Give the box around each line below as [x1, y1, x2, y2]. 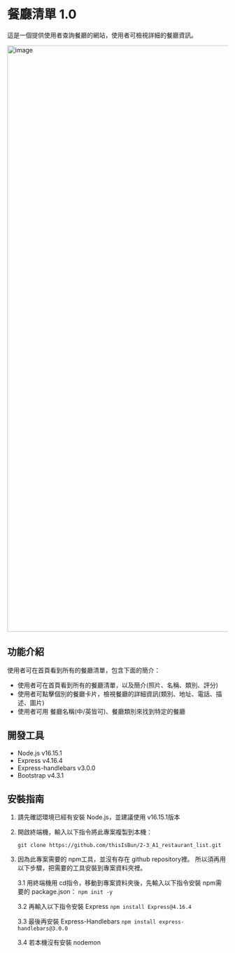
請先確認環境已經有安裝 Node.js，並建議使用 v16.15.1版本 [17, 813, 180, 821]
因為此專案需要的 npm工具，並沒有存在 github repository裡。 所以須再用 [17, 855, 226, 863]
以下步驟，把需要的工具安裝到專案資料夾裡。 [17, 864, 147, 872]
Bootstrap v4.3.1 [17, 771, 64, 779]
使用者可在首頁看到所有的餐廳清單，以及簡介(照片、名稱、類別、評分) [17, 681, 219, 689]
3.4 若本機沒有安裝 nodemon [17, 938, 101, 947]
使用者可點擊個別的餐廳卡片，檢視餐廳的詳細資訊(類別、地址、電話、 [17, 689, 216, 698]
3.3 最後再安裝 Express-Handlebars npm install [17, 917, 156, 926]
